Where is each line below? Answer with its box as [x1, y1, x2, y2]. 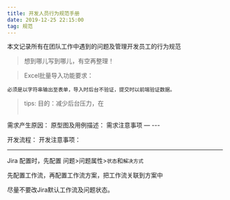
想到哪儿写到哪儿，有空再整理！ [23, 57, 114, 65]
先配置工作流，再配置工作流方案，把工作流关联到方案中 [7, 171, 163, 179]
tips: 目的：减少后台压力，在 [23, 99, 104, 108]
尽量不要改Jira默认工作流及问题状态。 [7, 186, 114, 194]
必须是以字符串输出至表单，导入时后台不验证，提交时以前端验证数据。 [7, 86, 176, 93]
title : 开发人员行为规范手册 [7, 10, 80, 17]
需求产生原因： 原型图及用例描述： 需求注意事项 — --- [7, 121, 161, 129]
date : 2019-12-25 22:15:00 [7, 16, 84, 23]
